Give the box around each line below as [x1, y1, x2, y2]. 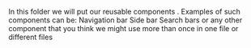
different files [8, 32, 53, 42]
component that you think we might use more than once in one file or [8, 24, 239, 33]
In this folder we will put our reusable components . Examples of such [8, 7, 241, 16]
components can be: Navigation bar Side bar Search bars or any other [8, 15, 243, 25]
